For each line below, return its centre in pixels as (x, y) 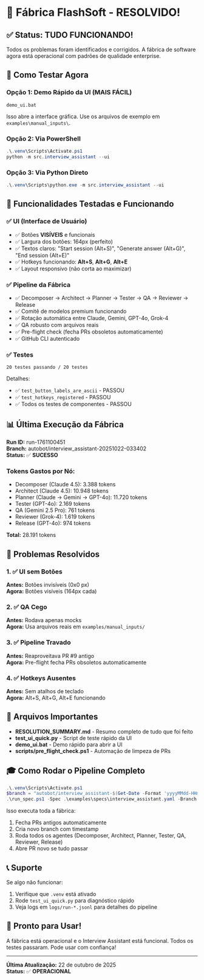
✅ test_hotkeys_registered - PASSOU (63, 397)
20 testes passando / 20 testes (47, 368)
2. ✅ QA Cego (27, 607)
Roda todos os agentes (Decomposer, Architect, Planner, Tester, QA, (100, 836)
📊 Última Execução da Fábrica (65, 425)
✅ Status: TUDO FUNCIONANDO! (70, 35)
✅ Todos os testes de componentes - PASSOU (73, 404)
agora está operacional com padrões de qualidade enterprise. (83, 56)
